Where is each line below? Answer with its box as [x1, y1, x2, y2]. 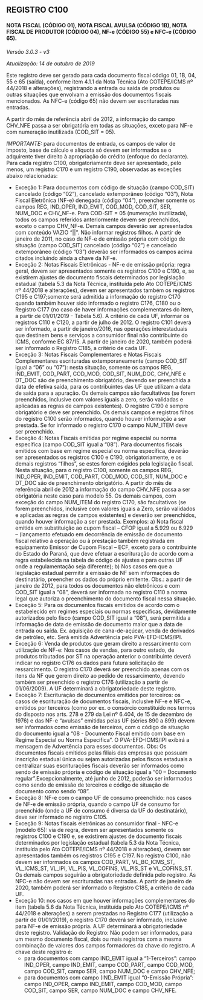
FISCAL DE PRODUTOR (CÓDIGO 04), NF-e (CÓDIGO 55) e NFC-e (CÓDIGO [6, 28, 196, 35]
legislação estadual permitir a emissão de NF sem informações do [14, 569, 180, 576]
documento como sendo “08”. [14, 787, 90, 794]
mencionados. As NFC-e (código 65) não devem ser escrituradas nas [6, 97, 179, 105]
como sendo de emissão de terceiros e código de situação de [14, 781, 169, 788]
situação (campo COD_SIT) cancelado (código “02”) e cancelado [14, 241, 177, 248]
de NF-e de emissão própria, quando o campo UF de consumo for [14, 800, 180, 808]
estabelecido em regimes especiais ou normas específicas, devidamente [14, 608, 197, 615]
